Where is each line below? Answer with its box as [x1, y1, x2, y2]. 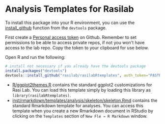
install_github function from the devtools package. [5, 25, 107, 30]
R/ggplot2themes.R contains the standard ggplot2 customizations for [12, 82, 152, 88]
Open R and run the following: [5, 54, 65, 60]
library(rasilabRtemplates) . [12, 92, 71, 98]
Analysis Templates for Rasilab [5, 3, 134, 15]
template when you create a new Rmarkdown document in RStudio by [12, 108, 154, 114]
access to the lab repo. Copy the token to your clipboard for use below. [5, 45, 149, 50]
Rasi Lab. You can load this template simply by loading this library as [12, 87, 151, 93]
